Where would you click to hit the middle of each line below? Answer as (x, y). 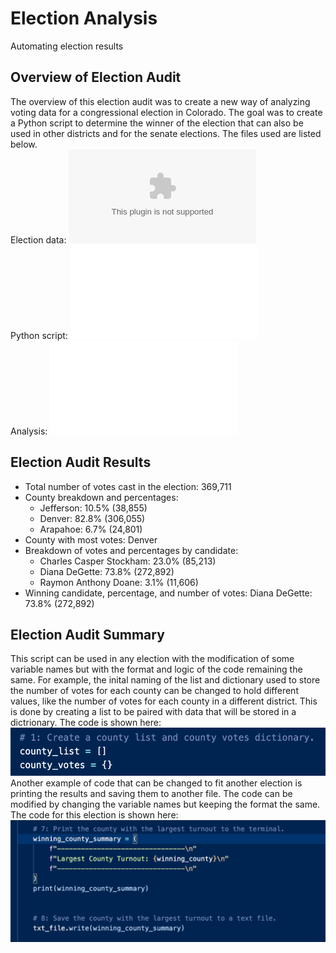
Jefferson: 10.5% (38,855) (93, 508)
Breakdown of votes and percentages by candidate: (131, 550)
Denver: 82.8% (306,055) (92, 518)
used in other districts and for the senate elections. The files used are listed (166, 133)
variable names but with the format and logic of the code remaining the (156, 669)
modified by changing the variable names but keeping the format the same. (165, 804)
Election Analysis (84, 18)
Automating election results (67, 46)
